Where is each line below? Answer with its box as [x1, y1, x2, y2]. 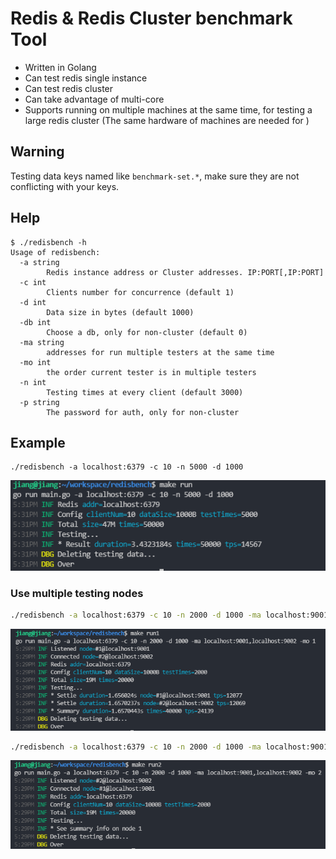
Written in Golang [24, 61, 97, 73]
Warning [10, 143, 65, 161]
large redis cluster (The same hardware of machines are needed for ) [24, 114, 310, 126]
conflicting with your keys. [10, 180, 120, 192]
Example [10, 434, 66, 451]
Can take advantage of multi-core [24, 93, 165, 105]
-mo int [19, 357, 52, 367]
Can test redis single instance [24, 72, 148, 84]
